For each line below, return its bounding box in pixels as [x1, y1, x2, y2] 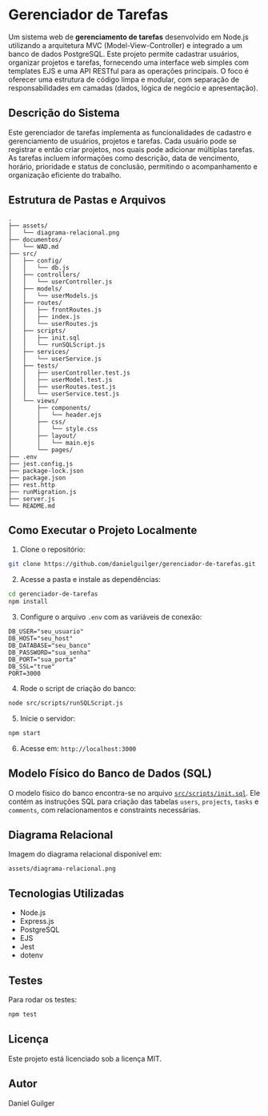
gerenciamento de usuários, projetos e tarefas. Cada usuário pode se [8, 136, 238, 146]
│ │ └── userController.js [8, 278, 113, 286]
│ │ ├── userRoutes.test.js [8, 383, 116, 391]
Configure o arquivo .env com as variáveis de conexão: [19, 612, 202, 621]
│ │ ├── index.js [8, 312, 81, 321]
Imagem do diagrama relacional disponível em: [8, 849, 162, 859]
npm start [8, 729, 42, 737]
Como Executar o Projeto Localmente [8, 523, 198, 537]
